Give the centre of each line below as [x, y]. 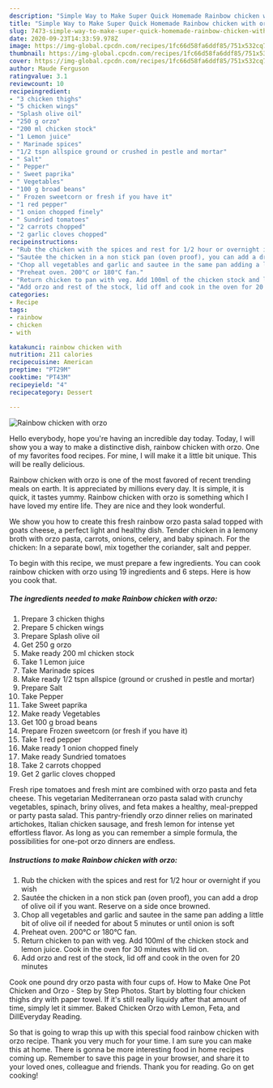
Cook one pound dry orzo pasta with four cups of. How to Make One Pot [130, 983]
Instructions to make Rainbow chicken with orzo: [93, 860]
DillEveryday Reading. [46, 1017]
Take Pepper [42, 696]
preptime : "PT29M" [40, 370]
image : [20, 46]
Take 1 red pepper [51, 739]
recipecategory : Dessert [51, 392]
